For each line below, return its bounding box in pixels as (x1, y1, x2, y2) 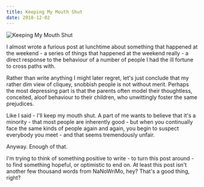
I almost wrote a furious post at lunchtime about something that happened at (6, 43, 198, 50)
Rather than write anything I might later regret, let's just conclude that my (6, 74, 189, 81)
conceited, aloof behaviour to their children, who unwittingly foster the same (6, 93, 197, 101)
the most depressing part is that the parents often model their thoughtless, (6, 87, 192, 94)
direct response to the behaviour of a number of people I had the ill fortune (6, 56, 194, 63)
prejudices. (6, 100, 35, 107)
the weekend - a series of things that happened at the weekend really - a (6, 49, 189, 56)
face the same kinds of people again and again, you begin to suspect (6, 124, 179, 132)
